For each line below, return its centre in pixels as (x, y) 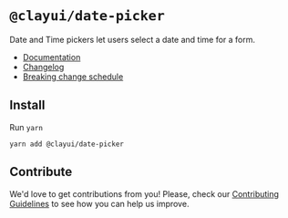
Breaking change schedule (73, 77)
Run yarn (26, 127)
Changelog (43, 67)
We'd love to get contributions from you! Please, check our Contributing (144, 193)
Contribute (41, 172)
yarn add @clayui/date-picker (67, 144)
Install (27, 105)
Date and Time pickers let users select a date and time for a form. (133, 39)
